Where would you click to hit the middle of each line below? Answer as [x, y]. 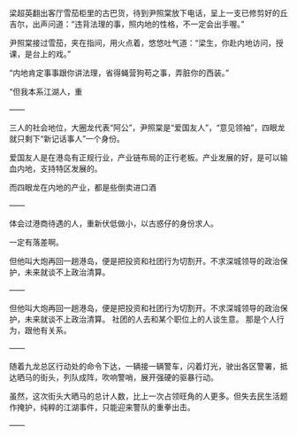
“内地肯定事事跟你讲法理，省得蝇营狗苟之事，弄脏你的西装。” [119, 73]
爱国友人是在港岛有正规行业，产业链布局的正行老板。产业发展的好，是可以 [145, 157]
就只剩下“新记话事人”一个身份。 [67, 139]
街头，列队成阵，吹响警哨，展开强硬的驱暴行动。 [129, 377]
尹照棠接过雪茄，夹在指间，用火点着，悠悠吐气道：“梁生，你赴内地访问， [143, 43]
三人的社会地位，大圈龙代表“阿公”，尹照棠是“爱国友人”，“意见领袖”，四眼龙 [147, 128]
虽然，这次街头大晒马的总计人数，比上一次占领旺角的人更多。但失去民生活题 [148, 396]
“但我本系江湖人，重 [46, 92]
